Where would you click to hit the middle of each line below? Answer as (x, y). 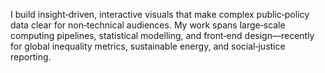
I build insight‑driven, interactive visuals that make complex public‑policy (160, 14)
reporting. (31, 57)
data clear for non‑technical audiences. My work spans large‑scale (148, 25)
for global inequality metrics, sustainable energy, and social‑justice (148, 46)
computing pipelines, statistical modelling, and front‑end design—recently (162, 35)
